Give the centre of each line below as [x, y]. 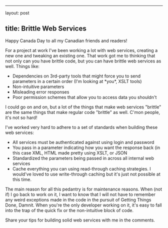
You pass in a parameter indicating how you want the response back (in [86, 147]
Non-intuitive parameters [38, 86]
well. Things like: [22, 66]
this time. [22, 179]
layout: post [17, 13]
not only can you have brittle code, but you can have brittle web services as [83, 61]
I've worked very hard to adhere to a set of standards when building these [81, 127]
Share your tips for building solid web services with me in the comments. [80, 220]
